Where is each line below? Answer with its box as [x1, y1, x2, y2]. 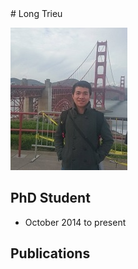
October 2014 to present [24, 216, 127, 228]
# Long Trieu [10, 8, 63, 19]
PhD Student [10, 190, 91, 207]
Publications [10, 245, 91, 262]
